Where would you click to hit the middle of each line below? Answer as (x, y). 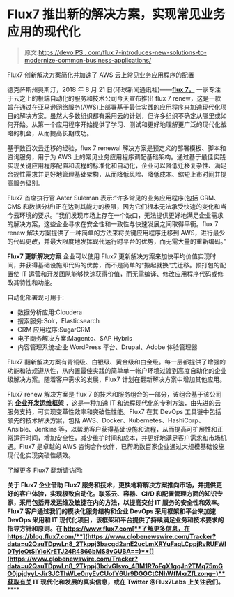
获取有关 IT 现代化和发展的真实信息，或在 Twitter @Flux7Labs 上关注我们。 (116, 582)
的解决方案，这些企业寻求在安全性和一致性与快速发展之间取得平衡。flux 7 (113, 223)
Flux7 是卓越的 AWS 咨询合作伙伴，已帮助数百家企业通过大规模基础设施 (122, 446)
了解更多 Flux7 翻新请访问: (45, 470)
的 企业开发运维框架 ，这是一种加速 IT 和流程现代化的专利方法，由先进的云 (114, 403)
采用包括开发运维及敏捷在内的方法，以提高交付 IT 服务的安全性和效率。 (121, 502)
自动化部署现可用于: (36, 297)
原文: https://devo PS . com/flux (69, 52)
